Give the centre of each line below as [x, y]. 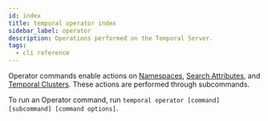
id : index [25, 16]
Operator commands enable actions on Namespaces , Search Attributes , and [134, 76]
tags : [17, 46]
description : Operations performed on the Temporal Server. [111, 38]
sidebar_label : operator [50, 30]
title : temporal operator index [62, 23]
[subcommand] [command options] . [63, 108]
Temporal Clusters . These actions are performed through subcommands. [129, 84]
